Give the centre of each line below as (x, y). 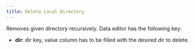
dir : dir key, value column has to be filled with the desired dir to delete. (102, 40)
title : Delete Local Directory (45, 12)
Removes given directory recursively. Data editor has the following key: (94, 28)
